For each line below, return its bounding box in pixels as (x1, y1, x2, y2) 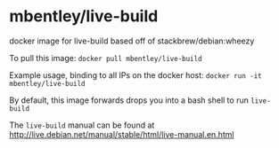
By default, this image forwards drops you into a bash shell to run (9, 95, 250, 105)
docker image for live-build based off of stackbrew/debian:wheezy (9, 35, 255, 46)
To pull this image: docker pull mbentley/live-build (9, 52, 202, 63)
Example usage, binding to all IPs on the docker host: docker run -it (9, 69, 262, 81)
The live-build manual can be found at (9, 120, 155, 130)
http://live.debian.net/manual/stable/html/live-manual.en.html (9, 129, 234, 139)
